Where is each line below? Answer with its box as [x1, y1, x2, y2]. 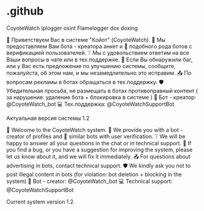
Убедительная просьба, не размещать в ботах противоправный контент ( [6, 87, 198, 94]
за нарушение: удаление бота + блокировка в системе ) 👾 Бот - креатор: [6, 93, 197, 101]
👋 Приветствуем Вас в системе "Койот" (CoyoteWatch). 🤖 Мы [6, 36, 166, 43]
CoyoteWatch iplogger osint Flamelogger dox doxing [6, 24, 138, 32]
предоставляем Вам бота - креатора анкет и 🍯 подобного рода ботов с [6, 43, 192, 50]
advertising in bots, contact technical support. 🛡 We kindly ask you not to [6, 162, 191, 169]
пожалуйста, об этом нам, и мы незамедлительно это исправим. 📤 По [6, 69, 192, 77]
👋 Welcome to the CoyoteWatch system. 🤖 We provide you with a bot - [6, 126, 183, 133]
